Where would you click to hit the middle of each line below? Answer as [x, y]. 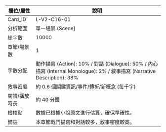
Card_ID [17, 19]
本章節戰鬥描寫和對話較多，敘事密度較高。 [85, 122]
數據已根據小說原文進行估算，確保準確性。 [85, 113]
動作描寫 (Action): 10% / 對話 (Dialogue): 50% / [91, 64]
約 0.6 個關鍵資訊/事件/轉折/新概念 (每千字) [86, 87]
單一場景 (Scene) [56, 28]
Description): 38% [57, 78]
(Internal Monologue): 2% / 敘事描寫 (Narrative [101, 71]
